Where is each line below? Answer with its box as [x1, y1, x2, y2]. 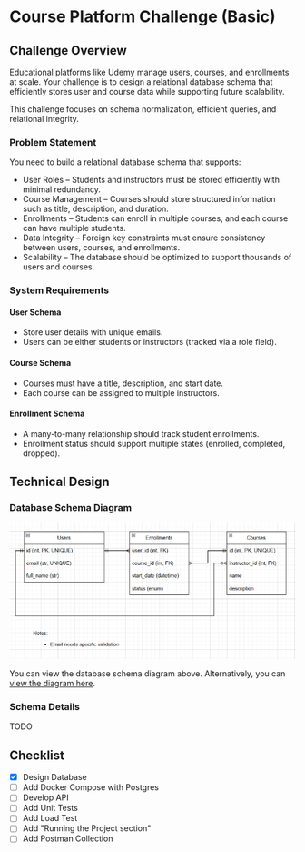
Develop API [22, 792, 70, 803]
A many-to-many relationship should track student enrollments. [22, 428, 260, 439]
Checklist [9, 747, 65, 763]
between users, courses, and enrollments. [22, 242, 181, 253]
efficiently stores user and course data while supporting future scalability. [9, 86, 285, 96]
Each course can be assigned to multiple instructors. [22, 387, 220, 398]
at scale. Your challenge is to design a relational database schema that [9, 76, 273, 87]
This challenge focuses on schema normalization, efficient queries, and [9, 104, 277, 115]
